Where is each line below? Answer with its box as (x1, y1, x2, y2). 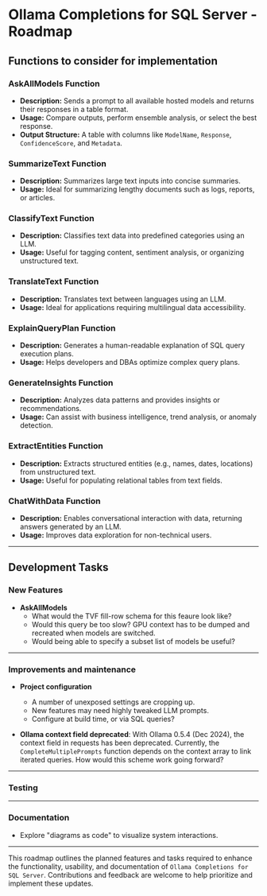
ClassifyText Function (8, 213, 95, 224)
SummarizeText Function (8, 157, 107, 169)
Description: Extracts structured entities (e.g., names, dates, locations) (19, 459, 253, 468)
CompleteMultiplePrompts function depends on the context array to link (19, 746, 252, 756)
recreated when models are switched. (31, 628, 157, 638)
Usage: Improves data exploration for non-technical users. (19, 530, 212, 540)
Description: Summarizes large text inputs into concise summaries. (19, 176, 241, 186)
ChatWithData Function (8, 495, 101, 506)
